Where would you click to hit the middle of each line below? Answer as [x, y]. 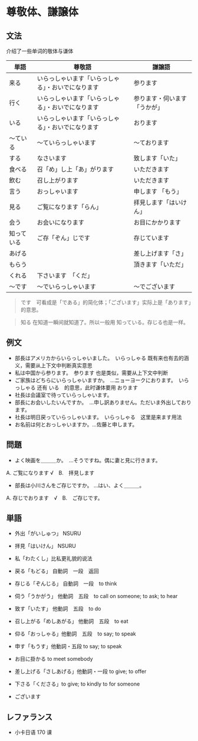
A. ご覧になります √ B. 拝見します [50, 472]
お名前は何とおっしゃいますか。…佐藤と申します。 [76, 424]
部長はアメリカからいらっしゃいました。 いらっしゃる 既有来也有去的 [99, 358]
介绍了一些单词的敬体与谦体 [40, 51]
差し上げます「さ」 [160, 253]
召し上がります [57, 180]
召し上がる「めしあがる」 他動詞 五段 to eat [71, 621]
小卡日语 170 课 [33, 732]
